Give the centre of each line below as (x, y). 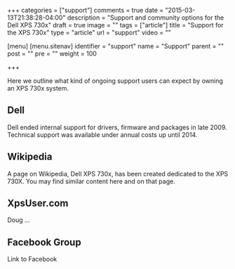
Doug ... (19, 220)
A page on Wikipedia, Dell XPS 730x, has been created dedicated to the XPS (118, 173)
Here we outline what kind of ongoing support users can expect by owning (115, 81)
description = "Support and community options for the (146, 18)
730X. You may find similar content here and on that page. (91, 181)
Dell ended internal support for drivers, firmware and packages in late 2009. (117, 127)
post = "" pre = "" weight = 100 (52, 53)
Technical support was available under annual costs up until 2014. (102, 134)
